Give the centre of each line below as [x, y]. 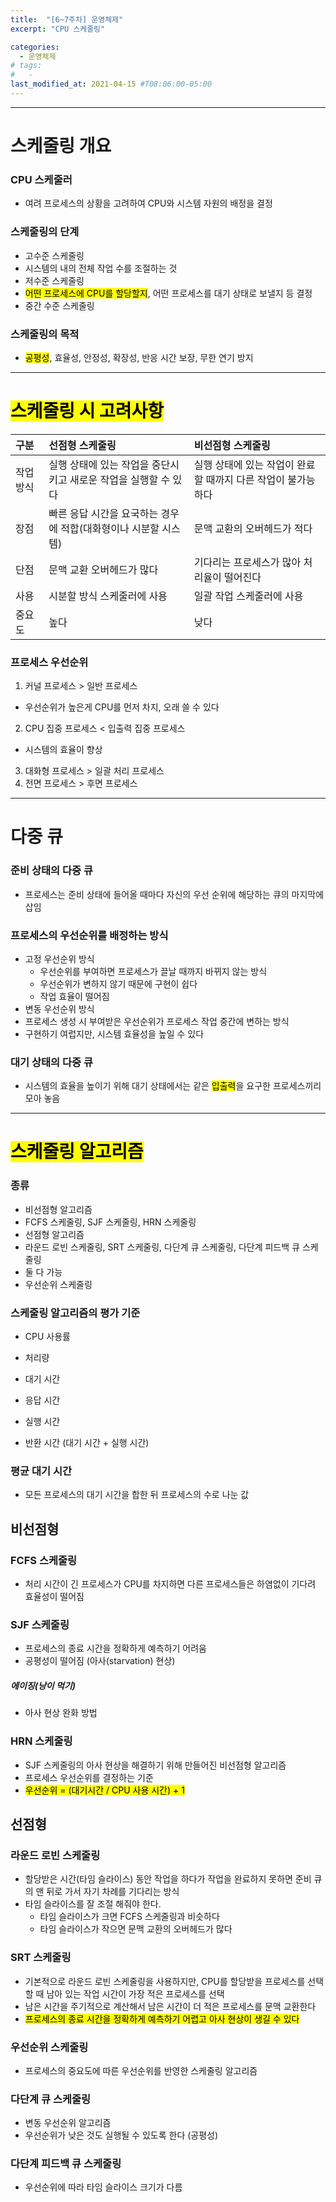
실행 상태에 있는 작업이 [244, 464]
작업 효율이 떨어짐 [74, 996]
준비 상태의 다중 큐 [52, 871]
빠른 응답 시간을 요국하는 [103, 513]
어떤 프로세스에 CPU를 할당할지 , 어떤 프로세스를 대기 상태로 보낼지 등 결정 [168, 293]
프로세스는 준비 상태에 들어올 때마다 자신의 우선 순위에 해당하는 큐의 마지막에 [174, 894]
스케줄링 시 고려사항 [87, 411]
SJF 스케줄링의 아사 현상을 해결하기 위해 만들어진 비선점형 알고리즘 [155, 1765]
